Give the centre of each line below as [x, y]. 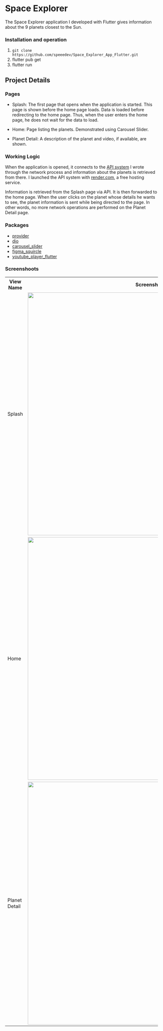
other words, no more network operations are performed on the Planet [75, 207]
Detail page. [17, 213]
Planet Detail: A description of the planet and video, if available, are [79, 138]
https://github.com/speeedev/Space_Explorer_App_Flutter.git [75, 55]
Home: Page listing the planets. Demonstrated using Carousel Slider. [80, 129]
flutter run [22, 65]
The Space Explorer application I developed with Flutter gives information [78, 22]
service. [13, 183]
